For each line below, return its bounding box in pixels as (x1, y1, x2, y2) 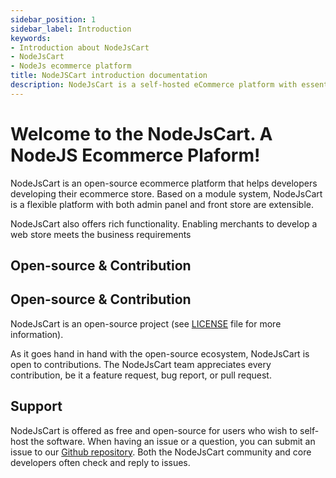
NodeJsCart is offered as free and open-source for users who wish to (10, 424, 298, 436)
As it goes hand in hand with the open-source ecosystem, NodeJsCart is (10, 347, 310, 360)
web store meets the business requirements (10, 228, 192, 240)
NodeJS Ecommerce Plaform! (10, 144, 261, 166)
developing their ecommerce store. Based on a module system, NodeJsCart (10, 187, 323, 200)
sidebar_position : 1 (10, 14, 97, 25)
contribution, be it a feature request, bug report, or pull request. (10, 369, 272, 381)
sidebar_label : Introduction (10, 24, 132, 34)
